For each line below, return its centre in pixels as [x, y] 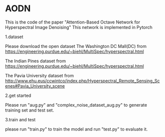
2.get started [18, 95]
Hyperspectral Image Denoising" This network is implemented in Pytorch [79, 27]
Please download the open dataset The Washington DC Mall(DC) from [76, 46]
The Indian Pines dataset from [36, 61]
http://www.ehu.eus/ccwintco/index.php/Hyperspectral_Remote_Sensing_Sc [82, 81]
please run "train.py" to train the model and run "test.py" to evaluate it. [77, 129]
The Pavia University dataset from [40, 75]
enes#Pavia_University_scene [35, 86]
